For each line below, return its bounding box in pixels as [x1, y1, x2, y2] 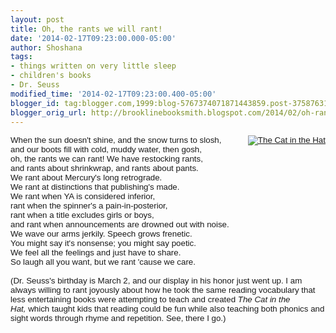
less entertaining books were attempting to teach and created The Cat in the [10, 294, 291, 305]
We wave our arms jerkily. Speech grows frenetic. [10, 229, 193, 240]
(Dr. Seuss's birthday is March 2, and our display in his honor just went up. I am [10, 276, 303, 286]
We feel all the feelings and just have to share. [10, 247, 182, 258]
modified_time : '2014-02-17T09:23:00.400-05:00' [10, 89, 217, 99]
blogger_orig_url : [10, 107, 87, 118]
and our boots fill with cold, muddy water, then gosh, [10, 144, 202, 155]
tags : [10, 52, 33, 62]
